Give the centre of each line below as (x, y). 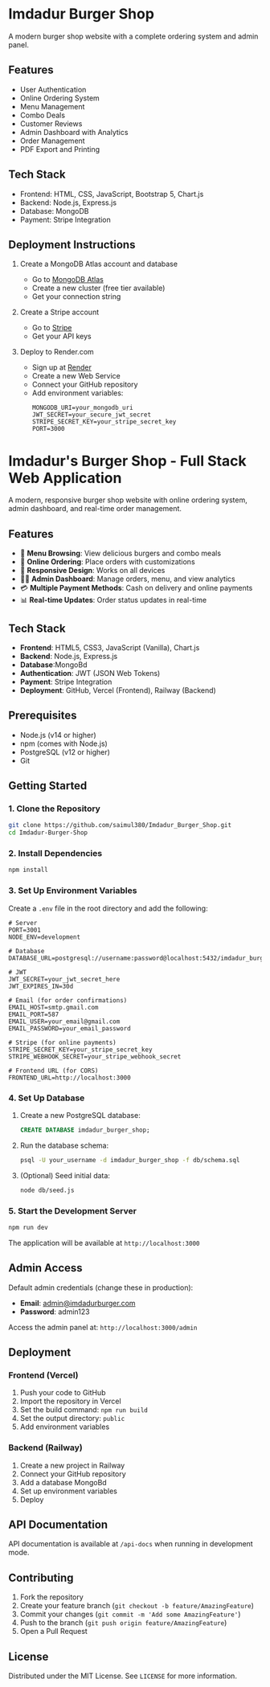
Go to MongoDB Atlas (68, 280)
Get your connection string (76, 297)
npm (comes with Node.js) (64, 743)
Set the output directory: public (72, 1419)
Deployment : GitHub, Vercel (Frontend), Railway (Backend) (118, 690)
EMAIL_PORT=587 (34, 1014)
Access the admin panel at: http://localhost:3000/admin (103, 1327)
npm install (28, 870)
